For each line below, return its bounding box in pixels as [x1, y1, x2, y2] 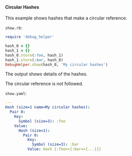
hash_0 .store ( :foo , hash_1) [5, 52, 64, 57]
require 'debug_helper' [5, 34, 55, 39]
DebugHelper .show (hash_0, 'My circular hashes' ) [5, 62, 108, 67]
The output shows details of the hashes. [5, 71, 88, 77]
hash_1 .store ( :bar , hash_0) [5, 57, 64, 62]
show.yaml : [5, 90, 27, 96]
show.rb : [5, 25, 22, 31]
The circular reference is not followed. [5, 80, 84, 87]
